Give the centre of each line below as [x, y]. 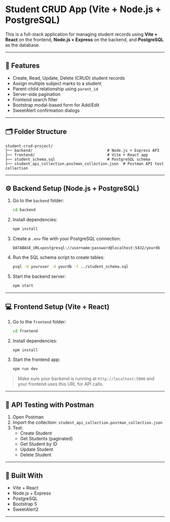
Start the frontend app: [36, 360]
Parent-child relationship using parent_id [55, 89]
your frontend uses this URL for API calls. [60, 384]
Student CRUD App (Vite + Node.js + [83, 9]
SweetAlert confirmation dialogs [46, 110]
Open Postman [28, 417]
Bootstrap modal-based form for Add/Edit [56, 105]
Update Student [36, 449]
